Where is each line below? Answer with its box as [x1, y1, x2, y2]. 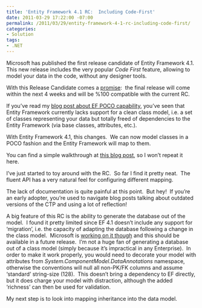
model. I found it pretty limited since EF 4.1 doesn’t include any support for [6, 219, 193, 226]
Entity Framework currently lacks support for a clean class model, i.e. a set [6, 109, 192, 116]
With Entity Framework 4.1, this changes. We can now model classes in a [6, 133, 189, 140]
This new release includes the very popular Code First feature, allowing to [6, 65, 191, 73]
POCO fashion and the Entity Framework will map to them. [6, 139, 151, 147]
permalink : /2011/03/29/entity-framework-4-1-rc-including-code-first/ [6, 20, 191, 26]
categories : [6, 25, 36, 32]
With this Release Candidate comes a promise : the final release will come [6, 84, 191, 91]
